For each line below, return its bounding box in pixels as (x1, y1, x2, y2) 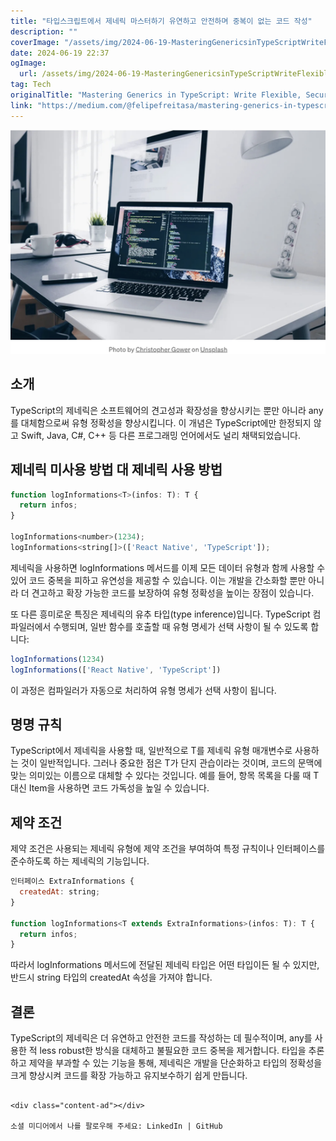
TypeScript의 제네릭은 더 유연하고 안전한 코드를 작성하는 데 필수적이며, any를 (10, 1032, 313, 1044)
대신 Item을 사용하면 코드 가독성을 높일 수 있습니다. (10, 782, 210, 794)
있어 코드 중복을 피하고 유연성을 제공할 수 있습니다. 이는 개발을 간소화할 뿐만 (10, 574, 307, 586)
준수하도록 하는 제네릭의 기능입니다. (10, 855, 150, 867)
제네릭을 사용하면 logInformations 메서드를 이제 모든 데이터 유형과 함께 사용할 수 (10, 561, 326, 574)
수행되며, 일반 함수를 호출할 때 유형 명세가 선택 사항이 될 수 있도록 (53, 620, 309, 632)
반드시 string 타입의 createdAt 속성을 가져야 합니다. (10, 971, 213, 984)
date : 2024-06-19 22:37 (10, 48, 110, 58)
